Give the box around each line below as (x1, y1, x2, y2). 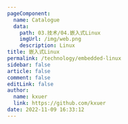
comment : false (7, 74, 51, 81)
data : (13, 23, 30, 30)
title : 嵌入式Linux (7, 49, 60, 56)
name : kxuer (13, 94, 48, 101)
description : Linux (19, 42, 76, 49)
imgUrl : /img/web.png (19, 36, 81, 43)
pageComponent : (7, 10, 51, 17)
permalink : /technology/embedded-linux (7, 55, 122, 62)
